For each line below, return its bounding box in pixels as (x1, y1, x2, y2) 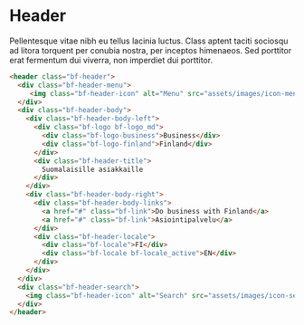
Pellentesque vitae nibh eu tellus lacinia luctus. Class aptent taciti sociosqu (9, 35, 289, 46)
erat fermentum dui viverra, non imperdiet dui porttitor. (9, 54, 214, 65)
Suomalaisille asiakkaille (42, 165, 144, 174)
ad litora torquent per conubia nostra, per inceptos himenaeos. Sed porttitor (9, 44, 292, 55)
